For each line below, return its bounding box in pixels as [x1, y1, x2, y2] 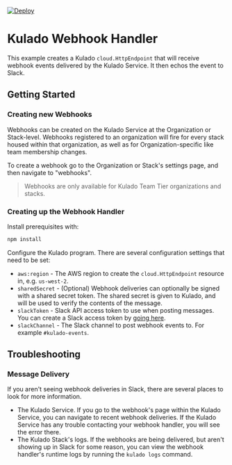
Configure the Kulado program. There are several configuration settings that [7, 248, 225, 256]
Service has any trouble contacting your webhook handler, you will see [17, 421, 220, 429]
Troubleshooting [7, 348, 81, 361]
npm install [7, 236, 42, 243]
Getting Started [7, 89, 76, 101]
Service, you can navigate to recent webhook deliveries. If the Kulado [17, 414, 217, 422]
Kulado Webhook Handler [7, 31, 158, 47]
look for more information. [7, 393, 82, 401]
